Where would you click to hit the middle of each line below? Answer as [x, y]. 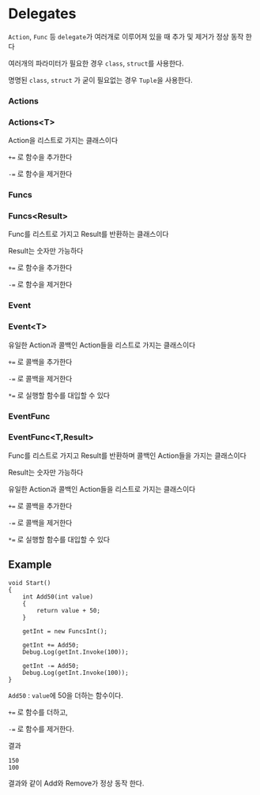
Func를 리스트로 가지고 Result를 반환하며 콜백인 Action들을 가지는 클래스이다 [127, 456]
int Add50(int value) [58, 597]
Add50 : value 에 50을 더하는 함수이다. [66, 695]
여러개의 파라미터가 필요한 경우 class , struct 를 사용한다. [96, 63]
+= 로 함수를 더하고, [38, 712]
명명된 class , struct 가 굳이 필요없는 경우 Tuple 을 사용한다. [101, 80]
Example [30, 565]
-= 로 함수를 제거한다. [41, 729]
